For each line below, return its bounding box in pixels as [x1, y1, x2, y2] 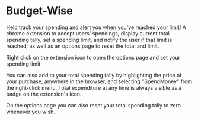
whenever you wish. [6, 108, 55, 115]
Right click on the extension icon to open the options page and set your [6, 54, 181, 61]
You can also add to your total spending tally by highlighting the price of [6, 71, 182, 79]
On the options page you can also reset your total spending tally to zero [6, 102, 181, 109]
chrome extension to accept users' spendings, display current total [6, 30, 170, 37]
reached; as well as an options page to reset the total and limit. [6, 42, 159, 50]
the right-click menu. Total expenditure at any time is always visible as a [6, 84, 182, 91]
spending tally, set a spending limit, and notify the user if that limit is [6, 36, 173, 43]
